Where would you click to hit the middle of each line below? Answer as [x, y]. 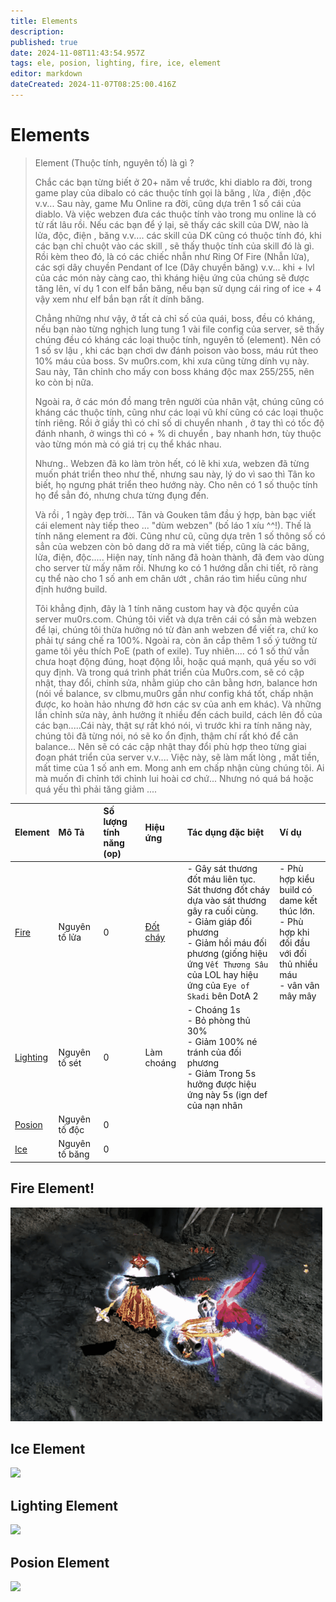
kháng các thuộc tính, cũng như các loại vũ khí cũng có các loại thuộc [179, 412]
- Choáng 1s [213, 1009]
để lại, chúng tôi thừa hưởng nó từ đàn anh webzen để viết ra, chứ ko [176, 629]
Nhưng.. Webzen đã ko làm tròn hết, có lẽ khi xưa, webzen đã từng [172, 463]
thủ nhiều [298, 964]
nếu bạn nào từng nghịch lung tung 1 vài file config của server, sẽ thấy [179, 329]
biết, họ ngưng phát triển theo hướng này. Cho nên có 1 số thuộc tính [176, 484]
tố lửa [70, 937]
